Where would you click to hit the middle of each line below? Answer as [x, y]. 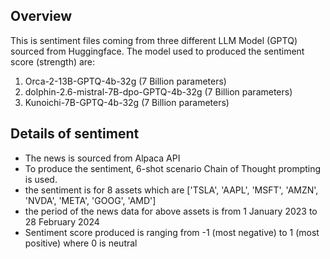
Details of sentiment [75, 134]
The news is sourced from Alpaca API [102, 158]
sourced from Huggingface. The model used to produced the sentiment [157, 51]
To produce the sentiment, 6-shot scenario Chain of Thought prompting [173, 168]
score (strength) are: [53, 61]
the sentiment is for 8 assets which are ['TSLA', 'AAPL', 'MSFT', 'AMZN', [171, 190]
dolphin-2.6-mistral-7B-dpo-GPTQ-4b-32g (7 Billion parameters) [158, 91]
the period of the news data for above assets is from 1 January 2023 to [171, 211]
